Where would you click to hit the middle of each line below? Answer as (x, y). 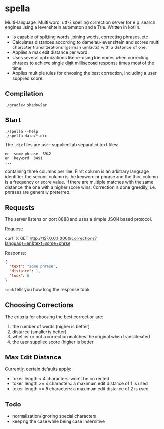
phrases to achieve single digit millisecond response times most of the (83, 63)
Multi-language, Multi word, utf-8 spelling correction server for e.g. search (80, 22)
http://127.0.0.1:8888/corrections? (63, 238)
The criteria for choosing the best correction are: (54, 317)
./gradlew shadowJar (26, 105)
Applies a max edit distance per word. (50, 52)
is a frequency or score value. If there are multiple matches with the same (79, 182)
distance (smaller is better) (39, 332)
